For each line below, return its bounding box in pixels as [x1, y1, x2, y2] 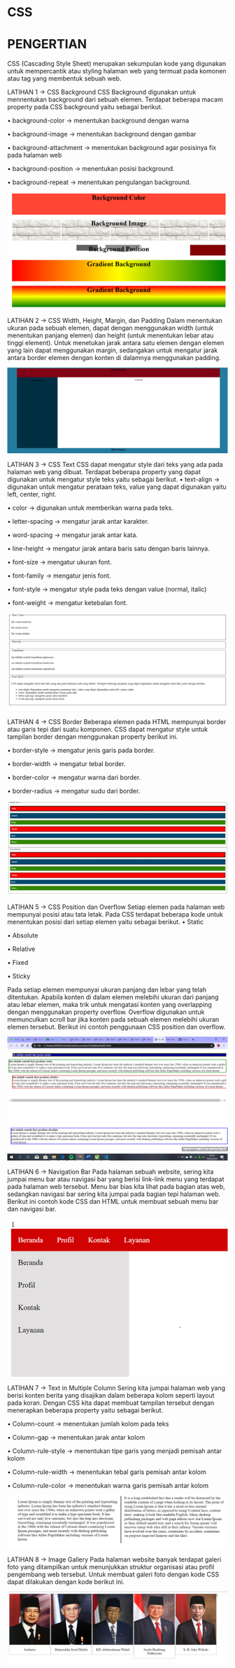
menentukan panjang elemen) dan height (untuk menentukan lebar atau [7, 331, 214, 340]
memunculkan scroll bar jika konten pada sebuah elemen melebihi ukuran [7, 1015, 220, 1023]
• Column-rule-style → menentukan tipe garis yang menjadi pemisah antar [7, 1447, 222, 1455]
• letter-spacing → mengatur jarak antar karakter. [7, 517, 149, 526]
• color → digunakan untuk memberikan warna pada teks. [7, 503, 173, 512]
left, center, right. [7, 490, 57, 499]
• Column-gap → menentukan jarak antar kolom [7, 1433, 145, 1441]
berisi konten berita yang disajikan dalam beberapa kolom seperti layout [7, 1391, 215, 1399]
